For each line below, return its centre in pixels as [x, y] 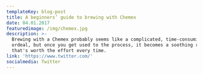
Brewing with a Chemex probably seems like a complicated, [88, 39]
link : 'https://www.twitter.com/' [50, 56]
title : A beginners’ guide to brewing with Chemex [71, 17]
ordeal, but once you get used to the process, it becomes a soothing [102, 45]
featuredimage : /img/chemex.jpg [47, 28]
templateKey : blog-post [36, 12]
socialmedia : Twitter [34, 61]
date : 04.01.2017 [28, 23]
